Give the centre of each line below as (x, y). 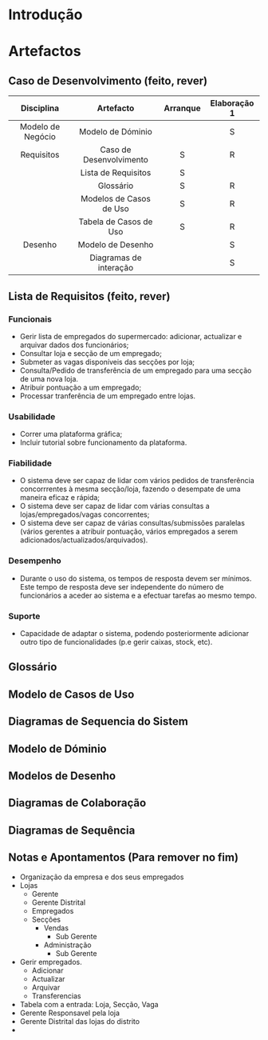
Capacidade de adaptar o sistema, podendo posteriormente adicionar (134, 634)
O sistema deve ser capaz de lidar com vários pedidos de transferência (137, 481)
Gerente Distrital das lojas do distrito (80, 1021)
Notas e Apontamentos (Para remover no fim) (124, 858)
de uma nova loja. (49, 378)
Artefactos (45, 52)
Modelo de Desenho (116, 245)
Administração (67, 945)
